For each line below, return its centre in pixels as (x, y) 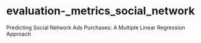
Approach (19, 33)
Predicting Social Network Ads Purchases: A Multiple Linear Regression (96, 27)
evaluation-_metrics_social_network (101, 11)
